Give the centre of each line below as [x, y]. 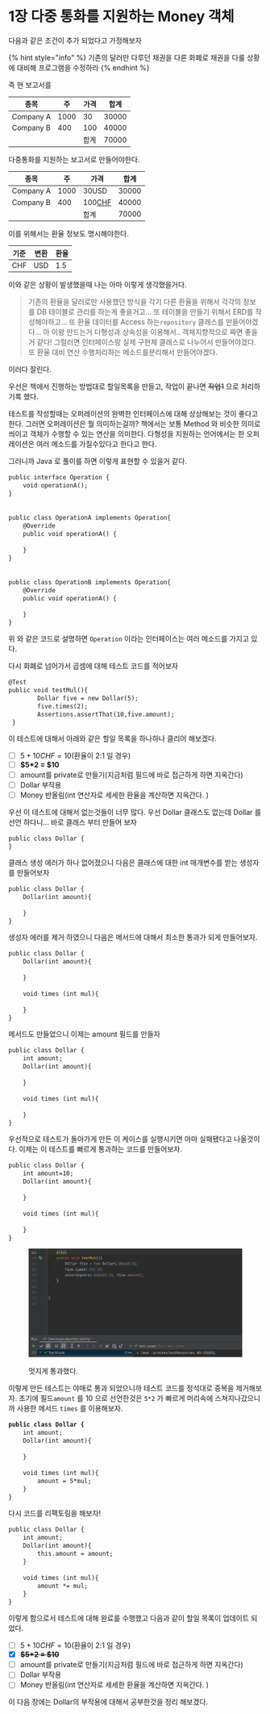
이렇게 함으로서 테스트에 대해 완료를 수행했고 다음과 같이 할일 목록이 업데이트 [129, 1618]
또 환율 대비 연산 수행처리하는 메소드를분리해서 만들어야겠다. [123, 352]
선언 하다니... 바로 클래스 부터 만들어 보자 [73, 822]
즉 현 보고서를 [30, 85]
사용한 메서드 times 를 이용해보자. [70, 1408]
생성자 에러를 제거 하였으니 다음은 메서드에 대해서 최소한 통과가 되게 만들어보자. [133, 937]
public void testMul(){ [48, 690]
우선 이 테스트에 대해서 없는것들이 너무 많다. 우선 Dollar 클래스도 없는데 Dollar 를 [135, 812]
